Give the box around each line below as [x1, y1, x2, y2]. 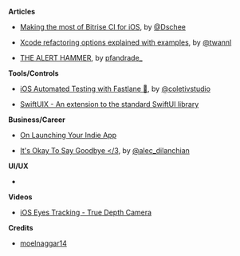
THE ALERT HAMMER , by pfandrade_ [19, 53, 143, 62]
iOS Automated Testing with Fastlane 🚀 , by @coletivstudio [19, 84, 211, 93]
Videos [8, 192, 33, 202]
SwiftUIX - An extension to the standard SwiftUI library [19, 100, 199, 108]
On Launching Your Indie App [19, 131, 117, 140]
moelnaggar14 [19, 238, 68, 248]
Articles [8, 7, 36, 16]
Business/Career [8, 115, 66, 124]
